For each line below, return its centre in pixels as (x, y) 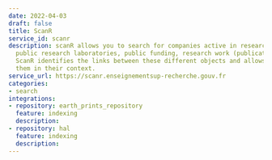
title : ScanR (30, 31)
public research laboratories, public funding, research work (123, 53)
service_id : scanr (39, 38)
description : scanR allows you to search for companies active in (123, 46)
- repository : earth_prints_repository (76, 106)
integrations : (32, 99)
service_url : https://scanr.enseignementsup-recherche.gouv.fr (117, 76)
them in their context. (55, 69)
